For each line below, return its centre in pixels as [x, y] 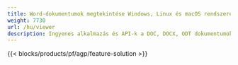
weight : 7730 [27, 20]
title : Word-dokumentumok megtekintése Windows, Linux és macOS [104, 14]
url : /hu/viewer [31, 27]
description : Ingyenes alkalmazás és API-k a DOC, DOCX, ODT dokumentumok [120, 34]
